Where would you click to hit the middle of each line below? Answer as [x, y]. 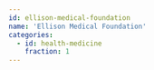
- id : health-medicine [59, 43]
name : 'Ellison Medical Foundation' [77, 26]
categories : [31, 35]
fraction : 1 [47, 52]
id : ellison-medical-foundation [69, 18]
